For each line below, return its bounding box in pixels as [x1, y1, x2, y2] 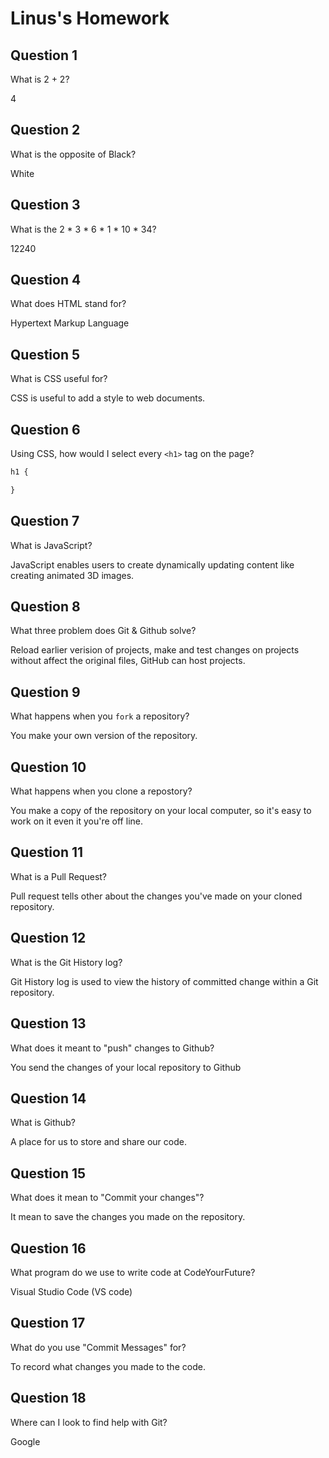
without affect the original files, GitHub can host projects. [10, 655, 246, 667]
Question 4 [10, 272, 82, 289]
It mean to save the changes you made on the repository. [10, 1211, 246, 1223]
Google [10, 1435, 41, 1447]
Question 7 [10, 513, 80, 530]
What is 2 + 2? [10, 73, 70, 85]
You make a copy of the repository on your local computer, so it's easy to [10, 805, 312, 817]
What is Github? [10, 1117, 76, 1129]
